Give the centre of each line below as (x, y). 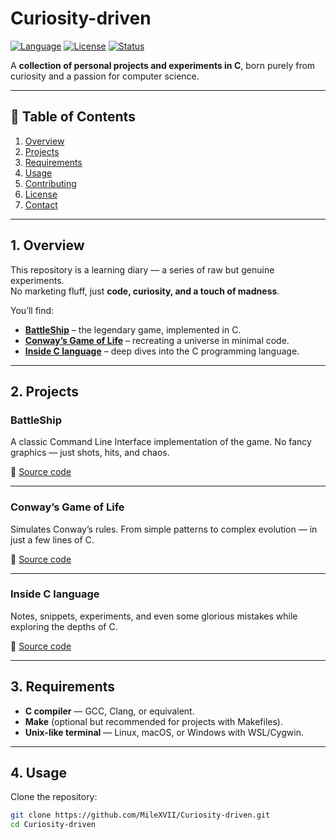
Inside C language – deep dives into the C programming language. (162, 351)
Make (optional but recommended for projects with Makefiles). (154, 721)
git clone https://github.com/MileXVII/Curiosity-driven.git (140, 815)
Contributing (50, 183)
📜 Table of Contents (73, 117)
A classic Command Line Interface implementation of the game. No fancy (161, 442)
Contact (41, 204)
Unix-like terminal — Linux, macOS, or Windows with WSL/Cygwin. (164, 732)
